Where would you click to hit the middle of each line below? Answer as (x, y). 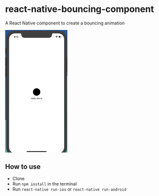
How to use (23, 166)
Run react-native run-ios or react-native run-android (69, 189)
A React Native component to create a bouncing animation (65, 23)
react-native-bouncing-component (79, 9)
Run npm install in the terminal (44, 184)
